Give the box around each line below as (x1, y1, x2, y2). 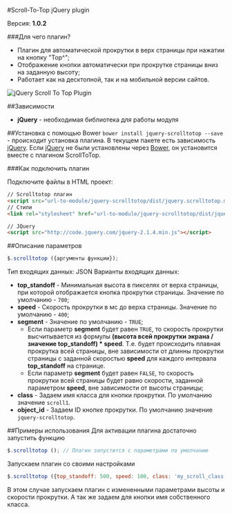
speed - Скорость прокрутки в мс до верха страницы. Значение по (17, 303, 217, 312)
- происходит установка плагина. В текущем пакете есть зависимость (7, 136, 216, 144)
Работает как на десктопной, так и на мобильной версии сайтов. (17, 75, 209, 84)
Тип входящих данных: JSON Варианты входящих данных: (7, 267, 180, 276)
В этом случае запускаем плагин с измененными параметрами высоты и (7, 485, 225, 493)
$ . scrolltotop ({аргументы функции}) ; (7, 255, 119, 262)
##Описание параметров (7, 242, 82, 250)
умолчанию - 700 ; (17, 296, 70, 304)
